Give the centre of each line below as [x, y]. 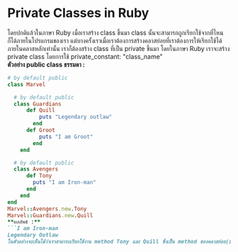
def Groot [40, 130]
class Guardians [38, 104]
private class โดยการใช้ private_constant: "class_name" [85, 56]
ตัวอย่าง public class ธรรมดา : [46, 64]
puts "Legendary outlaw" [75, 117]
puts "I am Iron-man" [65, 183]
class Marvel [27, 84]
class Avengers [36, 169]
